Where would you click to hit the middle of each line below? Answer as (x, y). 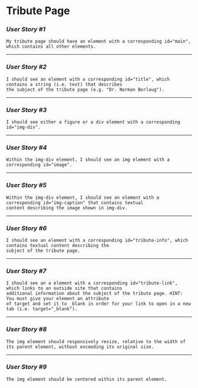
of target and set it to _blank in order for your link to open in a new (99, 304)
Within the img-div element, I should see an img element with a (88, 160)
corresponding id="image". (39, 165)
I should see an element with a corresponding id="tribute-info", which (97, 240)
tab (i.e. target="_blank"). (42, 309)
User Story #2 (27, 67)
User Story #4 (27, 147)
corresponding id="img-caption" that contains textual (75, 203)
